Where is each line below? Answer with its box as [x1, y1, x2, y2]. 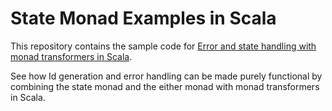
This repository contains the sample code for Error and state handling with [10, 40, 317, 52]
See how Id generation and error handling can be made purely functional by [10, 70, 323, 82]
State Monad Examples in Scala [10, 7, 277, 30]
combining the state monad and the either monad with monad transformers [10, 80, 320, 92]
